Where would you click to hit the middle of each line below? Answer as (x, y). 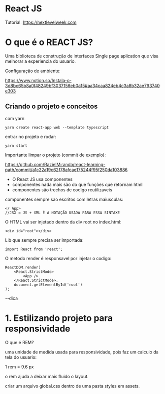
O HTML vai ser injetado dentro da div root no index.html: (63, 222)
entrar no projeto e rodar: (31, 136)
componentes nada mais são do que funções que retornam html (77, 184)
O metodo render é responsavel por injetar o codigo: (58, 258)
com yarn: (16, 118)
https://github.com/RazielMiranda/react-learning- (55, 164)
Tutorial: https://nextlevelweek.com (41, 22)
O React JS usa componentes (42, 179)
